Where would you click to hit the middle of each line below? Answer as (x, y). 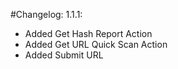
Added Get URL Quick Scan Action (96, 44)
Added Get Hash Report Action (88, 33)
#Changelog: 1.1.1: (46, 14)
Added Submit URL (64, 55)
